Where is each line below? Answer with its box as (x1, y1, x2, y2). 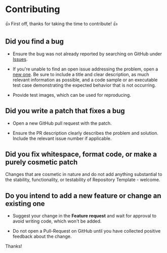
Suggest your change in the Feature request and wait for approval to (12, 213, 157, 219)
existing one (5, 199, 45, 208)
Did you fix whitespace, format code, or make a (5, 150, 157, 158)
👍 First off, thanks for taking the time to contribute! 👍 (5, 20, 118, 26)
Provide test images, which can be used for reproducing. (12, 92, 132, 98)
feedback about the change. (12, 233, 72, 239)
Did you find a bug (5, 37, 64, 46)
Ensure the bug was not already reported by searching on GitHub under (12, 51, 162, 57)
